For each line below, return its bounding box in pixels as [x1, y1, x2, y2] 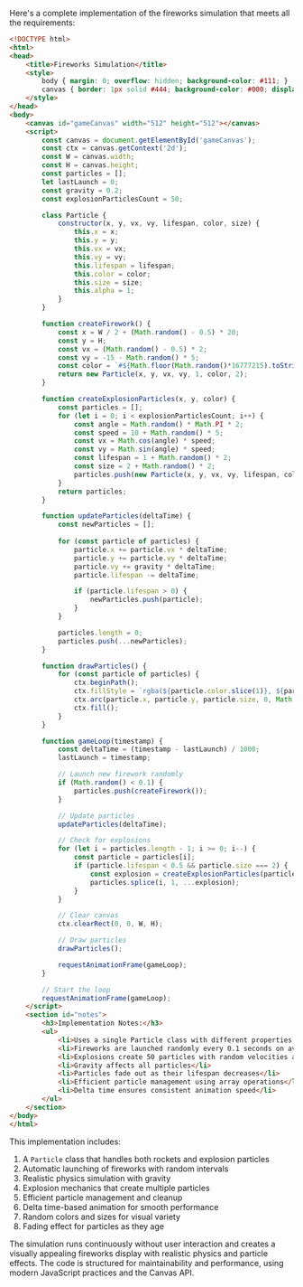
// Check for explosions [57, 836, 151, 845]
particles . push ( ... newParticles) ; [57, 636, 188, 645]
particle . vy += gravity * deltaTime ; [73, 562, 216, 571]
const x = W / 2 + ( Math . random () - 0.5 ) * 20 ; [57, 327, 241, 337]
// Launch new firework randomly [57, 770, 183, 779]
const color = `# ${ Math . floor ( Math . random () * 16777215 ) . [57, 362, 272, 371]
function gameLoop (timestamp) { [41, 737, 164, 746]
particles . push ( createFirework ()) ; [73, 786, 207, 795]
